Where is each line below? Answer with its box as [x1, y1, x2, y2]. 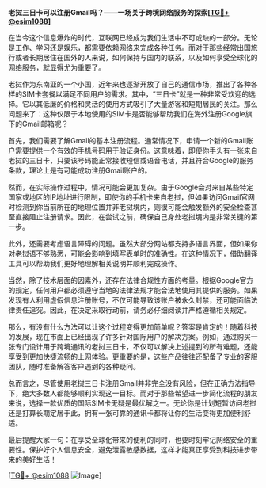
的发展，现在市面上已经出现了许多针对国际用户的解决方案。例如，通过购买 [8, 332, 251, 341]
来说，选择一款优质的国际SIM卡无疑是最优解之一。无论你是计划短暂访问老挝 [8, 398, 257, 407]
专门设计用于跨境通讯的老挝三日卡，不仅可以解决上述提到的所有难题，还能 [14, 342, 258, 351]
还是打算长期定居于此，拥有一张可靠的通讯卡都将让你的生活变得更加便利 [8, 408, 244, 417]
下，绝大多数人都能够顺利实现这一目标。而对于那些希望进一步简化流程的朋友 [8, 388, 258, 398]
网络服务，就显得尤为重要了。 [8, 63, 105, 72]
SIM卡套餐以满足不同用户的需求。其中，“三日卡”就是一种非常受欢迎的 [21, 90, 249, 98]
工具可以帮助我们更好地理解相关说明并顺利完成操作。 [8, 259, 182, 268]
